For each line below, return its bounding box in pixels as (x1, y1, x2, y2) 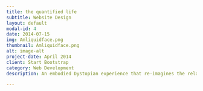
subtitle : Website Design (6, 14, 71, 20)
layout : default (6, 20, 47, 26)
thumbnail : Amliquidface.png (6, 43, 80, 49)
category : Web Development (6, 64, 74, 71)
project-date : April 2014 (6, 54, 71, 60)
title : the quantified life (6, 8, 77, 15)
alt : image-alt (6, 48, 45, 54)
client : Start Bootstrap (6, 59, 69, 65)
